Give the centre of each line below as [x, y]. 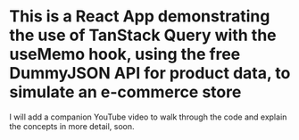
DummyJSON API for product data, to [150, 74]
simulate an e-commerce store [125, 92]
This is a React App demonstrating [140, 16]
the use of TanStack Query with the [143, 35]
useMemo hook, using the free [125, 54]
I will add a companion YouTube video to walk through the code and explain [148, 117]
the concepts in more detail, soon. [72, 126]
